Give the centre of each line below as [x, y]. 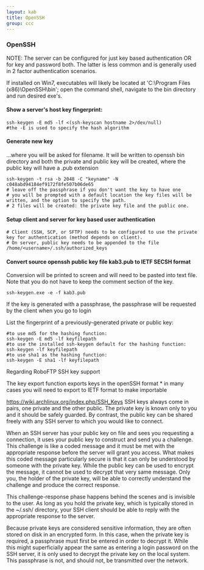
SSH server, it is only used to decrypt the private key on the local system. [98, 554]
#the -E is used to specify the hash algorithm [68, 128]
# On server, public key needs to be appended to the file [83, 243]
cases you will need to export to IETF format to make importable [87, 390]
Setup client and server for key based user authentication [81, 219]
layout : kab [21, 12]
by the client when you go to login [49, 311]
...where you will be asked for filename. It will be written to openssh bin [95, 155]
